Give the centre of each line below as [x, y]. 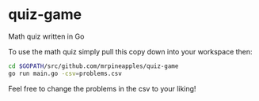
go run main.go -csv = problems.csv [65, 73]
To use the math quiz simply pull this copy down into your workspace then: [130, 51]
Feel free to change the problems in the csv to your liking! [102, 88]
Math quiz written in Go [46, 36]
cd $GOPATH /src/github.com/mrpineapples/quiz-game [93, 66]
